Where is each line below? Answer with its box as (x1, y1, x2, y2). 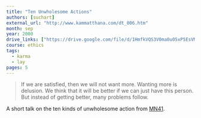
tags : (6, 48, 20, 54)
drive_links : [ (6, 37, 44, 43)
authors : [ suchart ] (6, 14, 55, 20)
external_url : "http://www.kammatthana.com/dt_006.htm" (6, 20, 148, 26)
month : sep (6, 25, 33, 32)
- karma (11, 53, 31, 59)
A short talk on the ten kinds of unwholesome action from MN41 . (6, 105, 165, 113)
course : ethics (6, 43, 44, 49)
